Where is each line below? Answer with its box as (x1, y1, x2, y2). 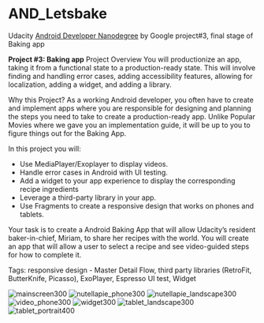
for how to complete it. (8, 250, 82, 259)
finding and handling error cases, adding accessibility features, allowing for (8, 71, 254, 81)
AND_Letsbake (8, 5, 108, 23)
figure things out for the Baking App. (8, 128, 127, 138)
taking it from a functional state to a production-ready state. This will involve (8, 62, 256, 72)
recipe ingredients (19, 184, 79, 193)
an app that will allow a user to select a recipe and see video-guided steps (8, 242, 250, 251)
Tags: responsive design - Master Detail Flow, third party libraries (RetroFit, (8, 265, 252, 275)
